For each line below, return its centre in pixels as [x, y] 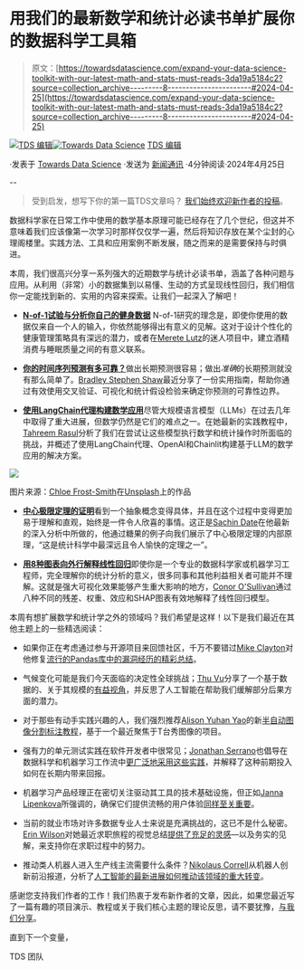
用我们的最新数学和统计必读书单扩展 [144, 19]
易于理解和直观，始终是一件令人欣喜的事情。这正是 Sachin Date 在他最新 [156, 522]
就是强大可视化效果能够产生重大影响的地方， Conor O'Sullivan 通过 [169, 586]
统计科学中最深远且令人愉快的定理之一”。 [135, 545]
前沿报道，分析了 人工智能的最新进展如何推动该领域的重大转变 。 [149, 876]
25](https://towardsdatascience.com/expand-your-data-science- [153, 97]
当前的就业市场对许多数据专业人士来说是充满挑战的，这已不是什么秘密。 [157, 823]
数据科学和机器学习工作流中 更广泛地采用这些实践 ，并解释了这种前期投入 [157, 762]
